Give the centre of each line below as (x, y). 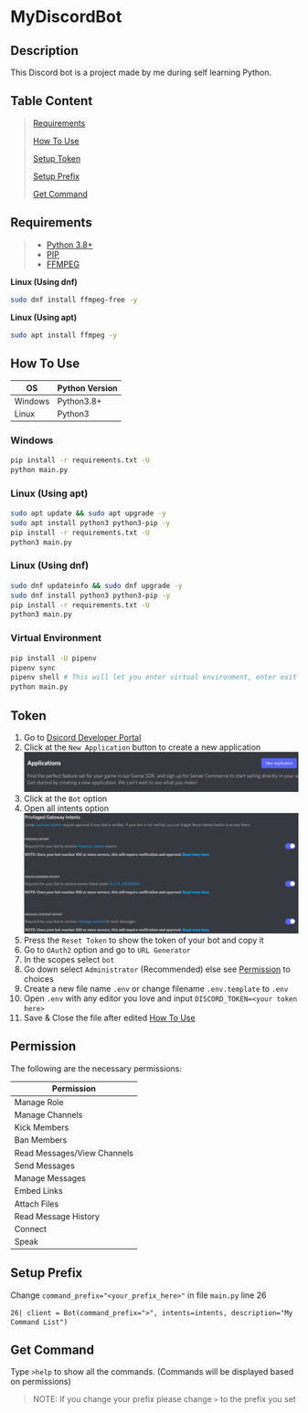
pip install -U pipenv (53, 658)
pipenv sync (33, 668)
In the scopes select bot (69, 960)
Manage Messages (50, 1178)
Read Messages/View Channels (74, 1153)
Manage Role (39, 1102)
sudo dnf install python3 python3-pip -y (90, 596)
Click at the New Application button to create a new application (142, 747)
